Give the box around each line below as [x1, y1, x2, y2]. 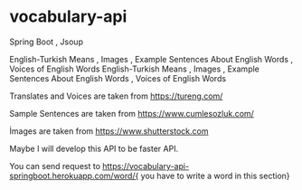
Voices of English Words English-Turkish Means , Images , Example [9, 63, 260, 74]
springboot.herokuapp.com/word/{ [9, 170, 139, 181]
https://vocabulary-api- [102, 160, 190, 171]
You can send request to [9, 160, 101, 171]
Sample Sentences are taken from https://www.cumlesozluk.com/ [9, 108, 255, 119]
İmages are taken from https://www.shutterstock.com [9, 125, 209, 137]
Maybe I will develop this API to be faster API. [9, 143, 179, 154]
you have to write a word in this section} [140, 170, 291, 181]
